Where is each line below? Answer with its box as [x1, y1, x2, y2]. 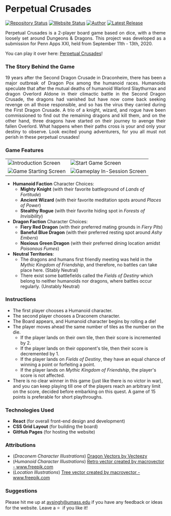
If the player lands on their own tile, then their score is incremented [20, 334, 161, 341]
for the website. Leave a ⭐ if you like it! [5, 504, 88, 511]
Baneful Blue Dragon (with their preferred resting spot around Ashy [20, 229, 162, 235]
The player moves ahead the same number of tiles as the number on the [12, 323, 164, 329]
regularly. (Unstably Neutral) [20, 283, 80, 289]
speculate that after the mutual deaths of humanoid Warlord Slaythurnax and [5, 85, 166, 92]
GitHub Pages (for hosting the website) [12, 429, 96, 435]
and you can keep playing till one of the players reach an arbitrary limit [12, 383, 161, 389]
